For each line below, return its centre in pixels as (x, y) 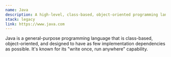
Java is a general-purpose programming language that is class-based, (79, 38)
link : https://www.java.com (35, 24)
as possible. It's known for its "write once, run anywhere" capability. (77, 49)
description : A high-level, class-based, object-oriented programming (82, 15)
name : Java (17, 10)
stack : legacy (20, 19)
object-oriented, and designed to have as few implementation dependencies (85, 44)
